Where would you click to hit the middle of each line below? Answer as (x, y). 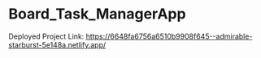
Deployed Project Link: (46, 36)
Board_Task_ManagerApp (97, 14)
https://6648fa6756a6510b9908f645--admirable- (169, 36)
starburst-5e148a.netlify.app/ (57, 44)
